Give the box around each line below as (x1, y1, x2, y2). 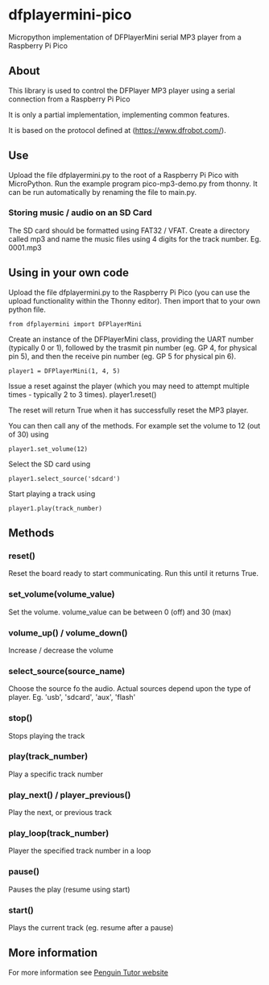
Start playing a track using (8, 489, 96, 499)
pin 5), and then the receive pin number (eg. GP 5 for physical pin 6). (8, 351, 236, 361)
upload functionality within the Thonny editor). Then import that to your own (8, 296, 260, 305)
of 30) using (8, 429, 49, 439)
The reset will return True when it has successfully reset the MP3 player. (8, 405, 249, 415)
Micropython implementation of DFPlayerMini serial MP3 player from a (8, 32, 242, 42)
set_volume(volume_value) (8, 589, 115, 600)
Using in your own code (8, 266, 130, 279)
